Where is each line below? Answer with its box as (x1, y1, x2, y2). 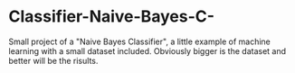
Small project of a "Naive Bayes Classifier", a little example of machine (8, 36, 271, 47)
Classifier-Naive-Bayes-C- (8, 6, 214, 27)
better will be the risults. (8, 55, 99, 66)
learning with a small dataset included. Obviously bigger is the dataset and (8, 45, 287, 56)
